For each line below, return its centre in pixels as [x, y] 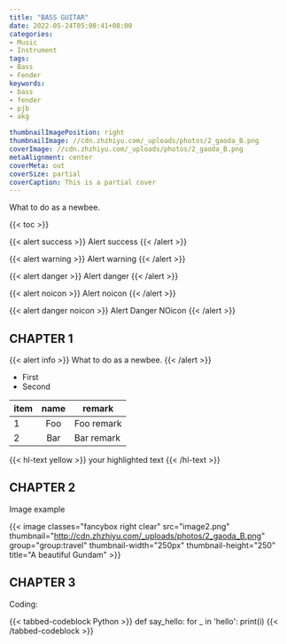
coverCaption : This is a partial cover [83, 182]
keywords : [27, 83]
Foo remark [98, 424]
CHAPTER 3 [43, 583]
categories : [31, 34]
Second [36, 386]
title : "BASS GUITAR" [49, 17]
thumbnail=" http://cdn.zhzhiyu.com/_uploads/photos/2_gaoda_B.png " [137, 536]
